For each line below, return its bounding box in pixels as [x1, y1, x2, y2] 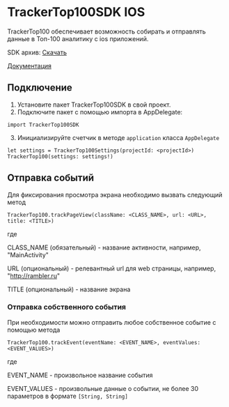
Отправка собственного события [7, 302, 127, 312]
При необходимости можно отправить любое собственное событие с [7, 318, 216, 326]
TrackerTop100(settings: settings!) [7, 153, 113, 160]
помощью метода [7, 325, 61, 334]
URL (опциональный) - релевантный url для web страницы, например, [7, 264, 216, 272]
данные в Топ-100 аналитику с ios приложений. [7, 34, 149, 43]
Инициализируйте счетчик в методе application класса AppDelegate [17, 133, 220, 141]
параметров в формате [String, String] [7, 392, 129, 400]
